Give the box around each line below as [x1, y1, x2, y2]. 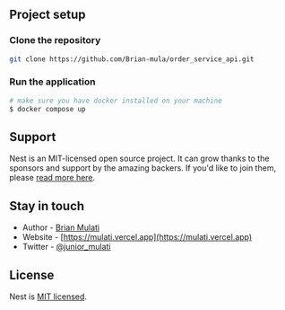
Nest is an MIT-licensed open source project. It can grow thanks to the [9, 153, 270, 164]
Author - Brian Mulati [22, 222, 100, 233]
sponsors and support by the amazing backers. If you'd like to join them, [9, 163, 276, 173]
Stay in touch [9, 198, 85, 214]
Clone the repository [9, 34, 101, 47]
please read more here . [9, 173, 96, 183]
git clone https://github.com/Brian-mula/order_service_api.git [9, 54, 255, 64]
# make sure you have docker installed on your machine [9, 96, 222, 105]
